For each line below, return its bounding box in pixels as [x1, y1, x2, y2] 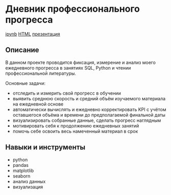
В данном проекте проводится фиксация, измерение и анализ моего [5, 59, 156, 66]
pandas [12, 162, 29, 168]
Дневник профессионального [5, 3, 140, 15]
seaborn [12, 172, 31, 179]
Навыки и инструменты [5, 143, 86, 151]
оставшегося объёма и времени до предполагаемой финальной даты [12, 112, 166, 118]
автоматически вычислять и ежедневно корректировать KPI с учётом [12, 106, 166, 113]
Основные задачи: [5, 80, 46, 86]
